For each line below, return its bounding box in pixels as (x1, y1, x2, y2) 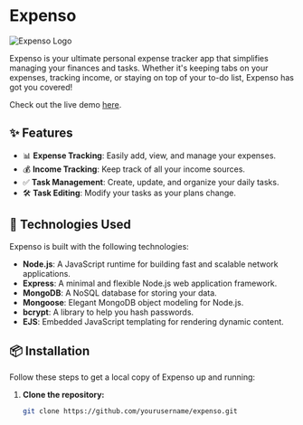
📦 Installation (9, 343, 90, 358)
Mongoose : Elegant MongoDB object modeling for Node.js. (22, 297, 244, 307)
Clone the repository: (22, 390, 105, 401)
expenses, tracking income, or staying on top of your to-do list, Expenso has (9, 71, 294, 82)
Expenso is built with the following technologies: (9, 241, 190, 251)
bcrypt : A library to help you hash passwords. (22, 307, 194, 317)
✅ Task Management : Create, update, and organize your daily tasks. (22, 176, 279, 187)
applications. (22, 268, 71, 279)
